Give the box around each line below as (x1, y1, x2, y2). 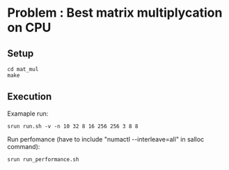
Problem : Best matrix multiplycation (7, 5, 223, 21)
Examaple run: (7, 109, 49, 118)
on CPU (7, 20, 52, 36)
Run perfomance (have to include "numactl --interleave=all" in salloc (7, 134, 205, 144)
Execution (7, 91, 52, 102)
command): (7, 142, 40, 150)
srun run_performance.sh (7, 155, 79, 163)
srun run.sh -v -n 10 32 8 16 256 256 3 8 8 (7, 123, 139, 130)
